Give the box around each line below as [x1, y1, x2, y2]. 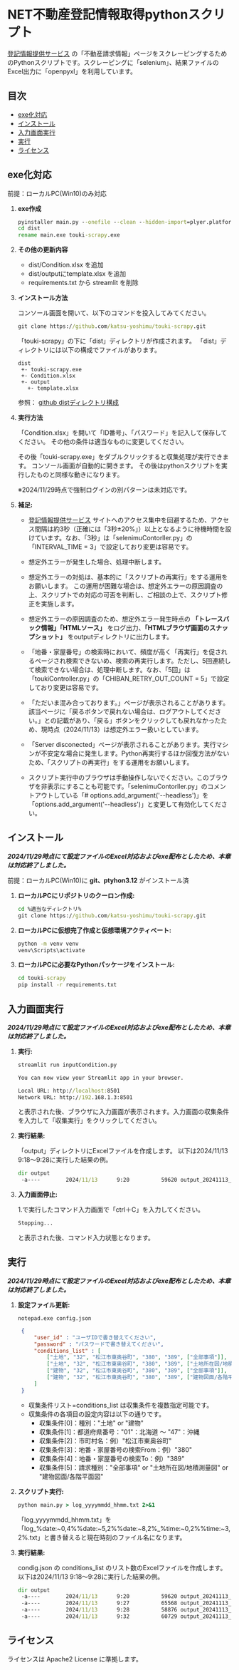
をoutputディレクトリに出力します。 [67, 632, 173, 641]
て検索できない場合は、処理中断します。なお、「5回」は [28, 666, 191, 674]
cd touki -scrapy [17, 974, 66, 982]
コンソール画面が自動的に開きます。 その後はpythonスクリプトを [31, 461, 222, 470]
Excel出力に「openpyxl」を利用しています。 [7, 67, 137, 76]
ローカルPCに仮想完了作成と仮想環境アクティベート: [17, 926, 172, 934]
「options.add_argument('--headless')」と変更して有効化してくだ [28, 800, 222, 809]
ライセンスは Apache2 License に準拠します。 [7, 1654, 142, 1663]
